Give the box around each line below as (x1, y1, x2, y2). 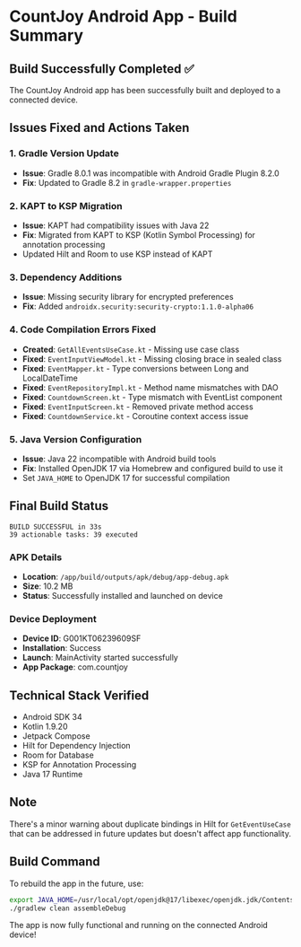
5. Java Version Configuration (9, 433, 142, 445)
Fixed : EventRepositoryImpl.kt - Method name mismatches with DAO (21, 381, 279, 392)
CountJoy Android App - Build (9, 6, 237, 27)
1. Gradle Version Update (9, 147, 119, 160)
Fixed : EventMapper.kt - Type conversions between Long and (21, 363, 249, 373)
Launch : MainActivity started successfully (21, 653, 179, 663)
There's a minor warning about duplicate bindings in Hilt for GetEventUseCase (9, 819, 291, 829)
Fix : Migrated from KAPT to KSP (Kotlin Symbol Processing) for (21, 229, 255, 240)
